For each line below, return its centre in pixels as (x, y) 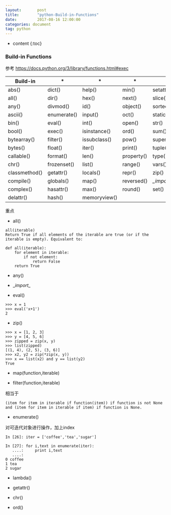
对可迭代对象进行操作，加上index (40, 428)
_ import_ (22, 286)
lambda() (22, 478)
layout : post (26, 10)
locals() (91, 173)
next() (130, 98)
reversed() (135, 181)
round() (132, 189)
